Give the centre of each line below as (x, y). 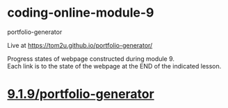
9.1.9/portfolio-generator (81, 94)
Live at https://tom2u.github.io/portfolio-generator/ (80, 45)
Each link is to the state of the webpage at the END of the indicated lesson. (114, 66)
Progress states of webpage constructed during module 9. (91, 58)
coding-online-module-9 (81, 13)
